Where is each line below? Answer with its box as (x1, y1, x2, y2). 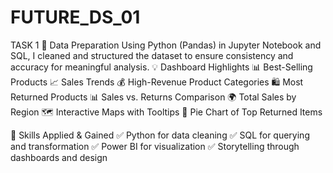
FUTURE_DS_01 (10, 6, 141, 29)
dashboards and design (10, 151, 108, 163)
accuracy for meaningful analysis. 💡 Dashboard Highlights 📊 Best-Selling (10, 61, 313, 73)
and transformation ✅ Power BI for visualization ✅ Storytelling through (10, 140, 300, 152)
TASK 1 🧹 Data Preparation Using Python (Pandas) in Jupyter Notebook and (10, 39, 322, 51)
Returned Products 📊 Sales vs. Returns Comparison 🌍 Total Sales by (10, 91, 297, 103)
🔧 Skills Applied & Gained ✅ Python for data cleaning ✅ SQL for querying (10, 129, 310, 141)
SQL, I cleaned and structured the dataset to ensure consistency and (10, 49, 294, 61)
